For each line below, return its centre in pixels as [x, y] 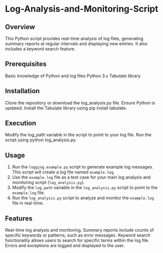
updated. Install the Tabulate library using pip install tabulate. [66, 108]
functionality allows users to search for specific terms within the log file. [77, 240]
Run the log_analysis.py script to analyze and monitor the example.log [83, 198]
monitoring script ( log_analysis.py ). [48, 183]
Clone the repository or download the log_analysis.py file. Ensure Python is [80, 102]
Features [19, 218]
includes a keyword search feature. [40, 49]
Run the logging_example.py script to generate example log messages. [83, 167]
